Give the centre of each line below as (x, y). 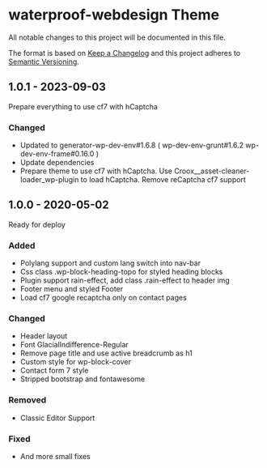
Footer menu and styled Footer (72, 289)
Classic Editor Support (57, 418)
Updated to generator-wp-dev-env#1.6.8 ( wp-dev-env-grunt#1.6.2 (132, 145)
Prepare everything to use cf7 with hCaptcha (83, 106)
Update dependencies (57, 163)
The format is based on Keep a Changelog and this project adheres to (125, 53)
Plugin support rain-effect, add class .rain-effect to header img (125, 280)
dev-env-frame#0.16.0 (57, 154)
